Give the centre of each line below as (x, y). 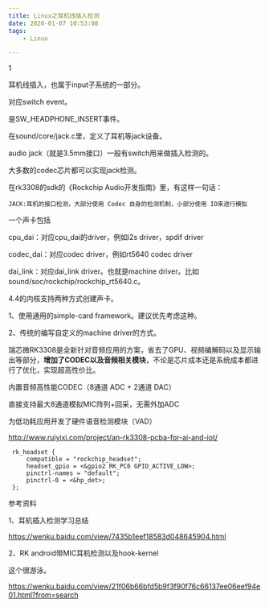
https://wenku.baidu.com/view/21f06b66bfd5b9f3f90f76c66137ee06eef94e (134, 586)
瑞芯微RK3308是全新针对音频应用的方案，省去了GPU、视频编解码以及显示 (131, 350)
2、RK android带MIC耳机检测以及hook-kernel (84, 553)
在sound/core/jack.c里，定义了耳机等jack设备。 (88, 136)
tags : (17, 31)
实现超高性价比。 (71, 370)
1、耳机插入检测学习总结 (49, 521)
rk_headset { (34, 452)
